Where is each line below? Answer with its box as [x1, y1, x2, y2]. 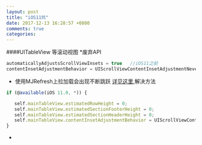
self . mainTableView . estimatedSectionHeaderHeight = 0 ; [14, 112, 155, 118]
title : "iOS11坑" [6, 14, 49, 20]
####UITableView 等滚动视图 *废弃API [6, 49, 102, 56]
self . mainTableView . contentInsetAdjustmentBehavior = [14, 117, 152, 123]
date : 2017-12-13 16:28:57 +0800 [6, 20, 90, 26]
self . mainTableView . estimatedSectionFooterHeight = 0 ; [14, 106, 155, 112]
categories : [6, 31, 36, 37]
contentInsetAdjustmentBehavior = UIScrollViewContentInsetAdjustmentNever [6, 66, 200, 72]
